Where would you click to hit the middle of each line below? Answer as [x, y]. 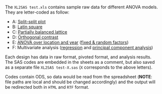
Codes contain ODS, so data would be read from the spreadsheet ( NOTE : [79, 77]
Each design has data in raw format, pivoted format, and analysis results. [78, 57]
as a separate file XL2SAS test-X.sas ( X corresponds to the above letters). [79, 67]
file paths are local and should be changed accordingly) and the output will [80, 82]
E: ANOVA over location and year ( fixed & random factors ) [70, 42]
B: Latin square [27, 27]
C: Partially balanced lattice [40, 32]
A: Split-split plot [29, 22]
